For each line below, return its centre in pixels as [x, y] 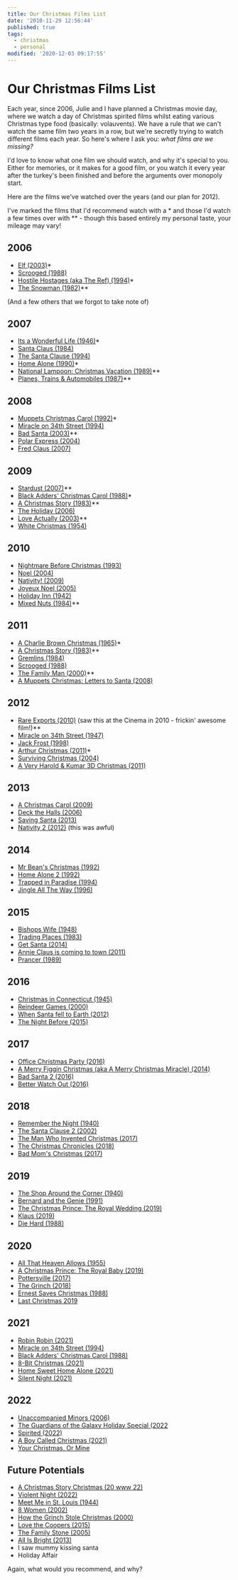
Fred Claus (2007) [44, 448]
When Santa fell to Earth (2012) [63, 1014]
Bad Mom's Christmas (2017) [60, 1154]
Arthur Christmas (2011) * [54, 750]
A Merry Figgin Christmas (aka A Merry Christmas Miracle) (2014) [114, 1069]
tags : [15, 34]
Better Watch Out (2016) [53, 1084]
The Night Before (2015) [53, 1021]
